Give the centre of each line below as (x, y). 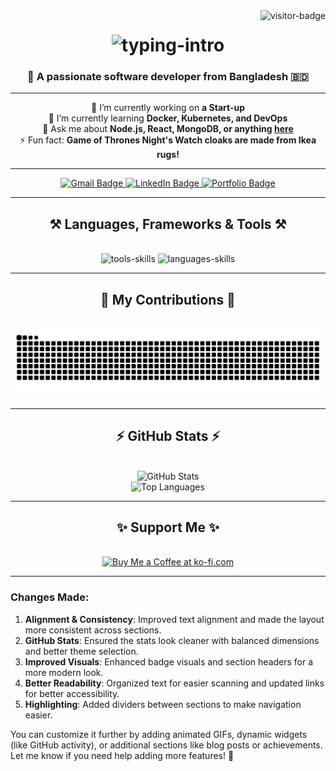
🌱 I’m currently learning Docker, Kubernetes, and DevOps (168, 118)
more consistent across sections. (93, 630)
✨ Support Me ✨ (168, 527)
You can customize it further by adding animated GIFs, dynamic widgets (159, 734)
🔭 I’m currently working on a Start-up (168, 108)
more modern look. (64, 672)
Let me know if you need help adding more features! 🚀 (122, 755)
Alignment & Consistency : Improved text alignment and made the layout (174, 619)
